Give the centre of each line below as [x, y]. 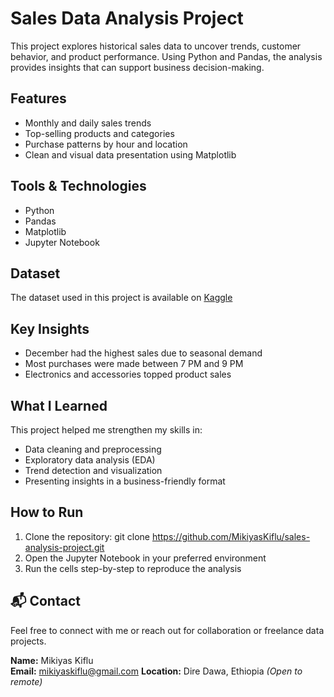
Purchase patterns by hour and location [106, 144]
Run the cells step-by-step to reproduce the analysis [133, 568]
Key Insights [50, 328]
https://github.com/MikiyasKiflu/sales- [231, 536]
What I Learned [59, 405]
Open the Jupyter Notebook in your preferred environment [145, 558]
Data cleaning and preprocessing [93, 449]
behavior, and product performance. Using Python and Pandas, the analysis [166, 56]
